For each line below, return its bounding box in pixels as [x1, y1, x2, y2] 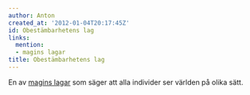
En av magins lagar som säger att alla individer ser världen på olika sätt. [8, 77, 244, 87]
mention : [15, 41, 45, 49]
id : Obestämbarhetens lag [8, 26, 94, 34]
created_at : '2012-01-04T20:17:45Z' [8, 19, 130, 27]
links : [8, 33, 30, 42]
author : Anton [8, 11, 56, 20]
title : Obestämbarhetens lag [8, 56, 105, 64]
